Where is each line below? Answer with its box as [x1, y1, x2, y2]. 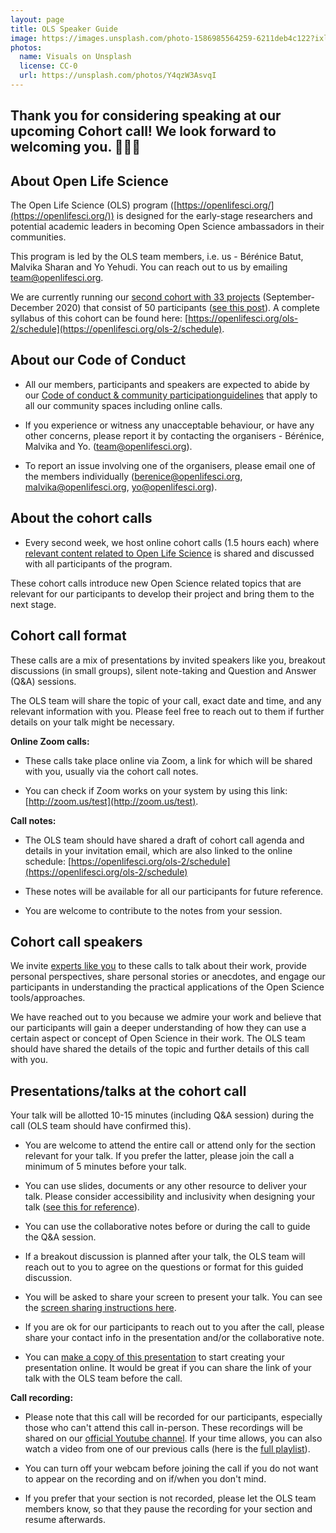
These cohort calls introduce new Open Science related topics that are [10, 577, 302, 589]
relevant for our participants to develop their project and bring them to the [10, 587, 315, 600]
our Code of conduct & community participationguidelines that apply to [24, 389, 318, 401]
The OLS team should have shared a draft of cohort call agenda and [24, 834, 305, 846]
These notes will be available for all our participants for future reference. [24, 885, 324, 897]
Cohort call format [10, 627, 127, 645]
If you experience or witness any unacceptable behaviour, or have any [24, 419, 315, 431]
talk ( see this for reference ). [24, 1201, 140, 1213]
